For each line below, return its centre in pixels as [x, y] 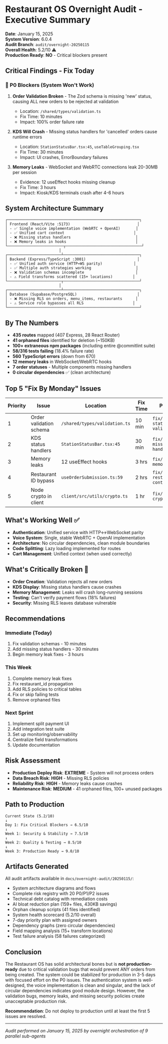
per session [24, 172]
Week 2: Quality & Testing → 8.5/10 [43, 842]
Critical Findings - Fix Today [50, 71]
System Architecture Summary [54, 208]
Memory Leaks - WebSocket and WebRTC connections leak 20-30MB [85, 167]
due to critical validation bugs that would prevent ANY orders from [87, 969]
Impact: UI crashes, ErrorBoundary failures [64, 157]
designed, [15, 985]
